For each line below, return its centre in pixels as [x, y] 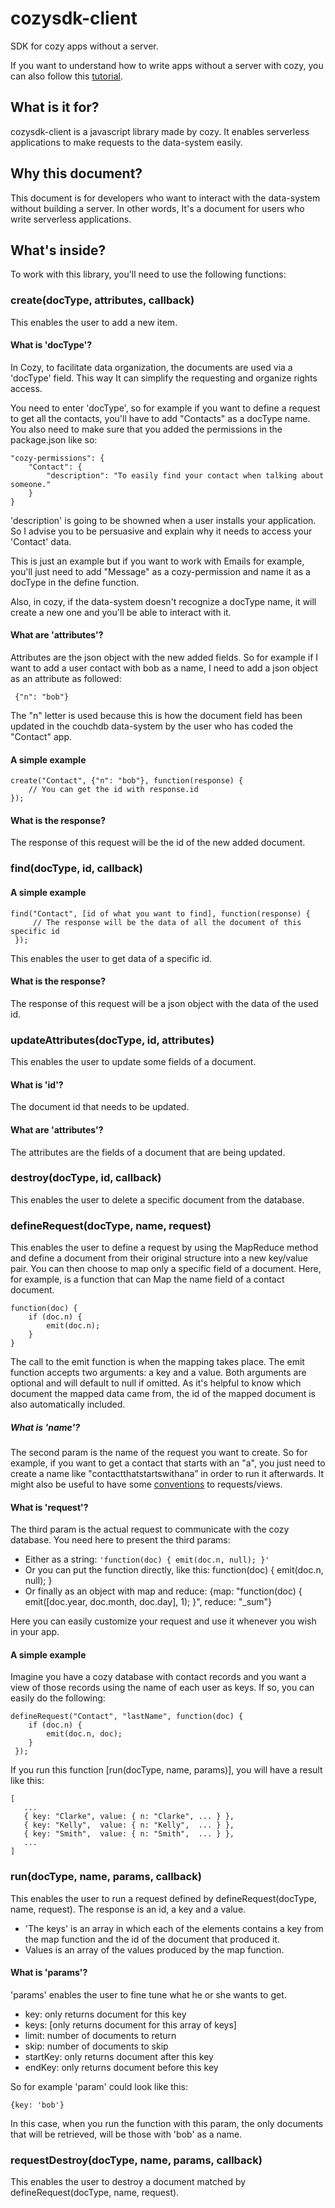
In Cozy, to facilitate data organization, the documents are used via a [151, 367]
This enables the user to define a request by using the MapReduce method [164, 1248]
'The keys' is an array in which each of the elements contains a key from [174, 1928]
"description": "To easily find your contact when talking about [185, 475]
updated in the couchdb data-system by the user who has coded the [152, 726]
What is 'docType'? [51, 345]
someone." [31, 484]
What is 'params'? [49, 1973]
